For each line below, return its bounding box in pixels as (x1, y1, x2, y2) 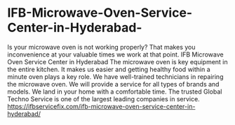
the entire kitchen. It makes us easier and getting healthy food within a (7, 65, 210, 73)
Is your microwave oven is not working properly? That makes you (7, 43, 196, 51)
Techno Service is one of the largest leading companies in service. (7, 94, 200, 103)
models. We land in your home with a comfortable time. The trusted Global (7, 87, 222, 96)
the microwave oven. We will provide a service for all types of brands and (7, 80, 220, 88)
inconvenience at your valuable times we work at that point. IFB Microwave (7, 50, 224, 59)
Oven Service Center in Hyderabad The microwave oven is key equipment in (7, 57, 228, 66)
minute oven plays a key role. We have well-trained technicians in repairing (7, 72, 224, 81)
